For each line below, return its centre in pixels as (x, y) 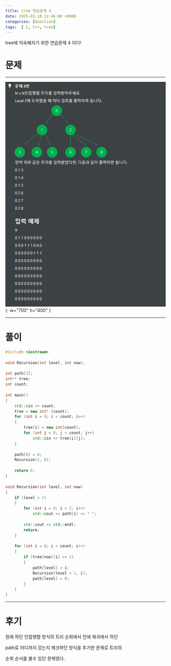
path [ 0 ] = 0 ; (28, 454)
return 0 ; (25, 471)
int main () (17, 395)
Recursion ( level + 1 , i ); (60, 573)
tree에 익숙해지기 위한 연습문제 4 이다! (44, 43)
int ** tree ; (18, 379)
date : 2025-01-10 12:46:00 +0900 (41, 16)
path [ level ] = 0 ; (51, 579)
